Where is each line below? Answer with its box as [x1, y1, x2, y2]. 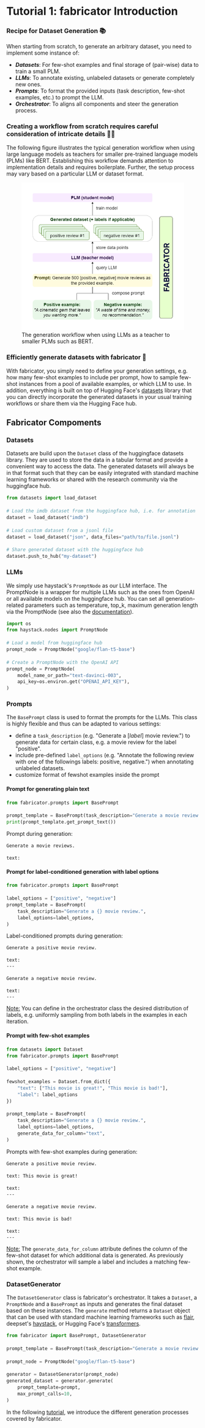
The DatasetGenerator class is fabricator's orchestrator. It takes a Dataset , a [6, 1294, 198, 1302]
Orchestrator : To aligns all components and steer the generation [15, 100, 179, 108]
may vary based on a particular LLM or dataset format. [6, 170, 144, 177]
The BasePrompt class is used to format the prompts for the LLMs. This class [6, 714, 198, 721]
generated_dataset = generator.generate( [6, 1378, 114, 1384]
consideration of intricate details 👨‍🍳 [6, 130, 115, 139]
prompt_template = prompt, [17, 1384, 81, 1391]
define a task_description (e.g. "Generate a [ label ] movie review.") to [15, 732, 191, 739]
